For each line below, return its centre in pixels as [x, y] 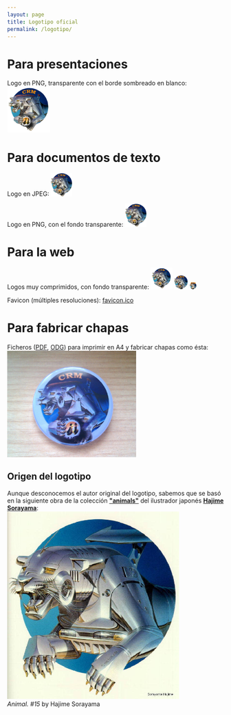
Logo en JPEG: [28, 194]
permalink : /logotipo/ [40, 29]
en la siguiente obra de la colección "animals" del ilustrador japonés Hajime [115, 501]
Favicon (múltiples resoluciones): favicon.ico [70, 300]
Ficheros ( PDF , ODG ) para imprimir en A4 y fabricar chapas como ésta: [108, 347]
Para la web [41, 252]
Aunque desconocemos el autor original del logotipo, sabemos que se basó [114, 493]
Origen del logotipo [49, 477]
